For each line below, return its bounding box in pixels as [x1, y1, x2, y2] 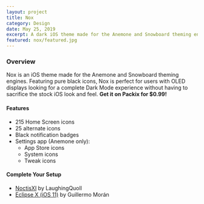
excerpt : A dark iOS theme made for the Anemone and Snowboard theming [6, 32, 191, 38]
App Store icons [24, 144, 65, 151]
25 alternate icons [15, 124, 61, 132]
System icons [24, 150, 59, 158]
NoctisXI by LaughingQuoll [15, 184, 82, 192]
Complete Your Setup [6, 171, 62, 178]
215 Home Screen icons [15, 118, 75, 125]
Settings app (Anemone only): [15, 138, 90, 145]
